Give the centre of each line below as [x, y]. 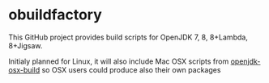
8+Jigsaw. [26, 45]
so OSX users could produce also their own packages [131, 69]
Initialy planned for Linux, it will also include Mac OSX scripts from [119, 61]
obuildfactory [56, 15]
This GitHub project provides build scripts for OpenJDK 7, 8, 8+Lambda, [128, 37]
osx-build [24, 69]
